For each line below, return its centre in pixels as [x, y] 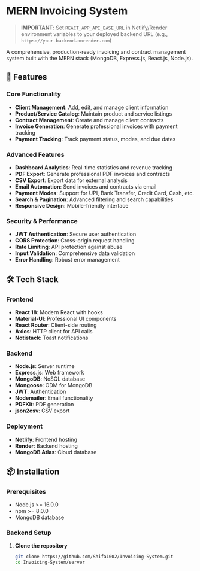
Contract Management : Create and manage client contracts [89, 120]
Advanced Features [35, 154]
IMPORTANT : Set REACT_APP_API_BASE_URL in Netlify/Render [94, 28]
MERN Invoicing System [67, 11]
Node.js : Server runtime [45, 366]
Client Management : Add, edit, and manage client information [92, 107]
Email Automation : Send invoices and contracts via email [86, 186]
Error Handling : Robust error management [67, 260]
